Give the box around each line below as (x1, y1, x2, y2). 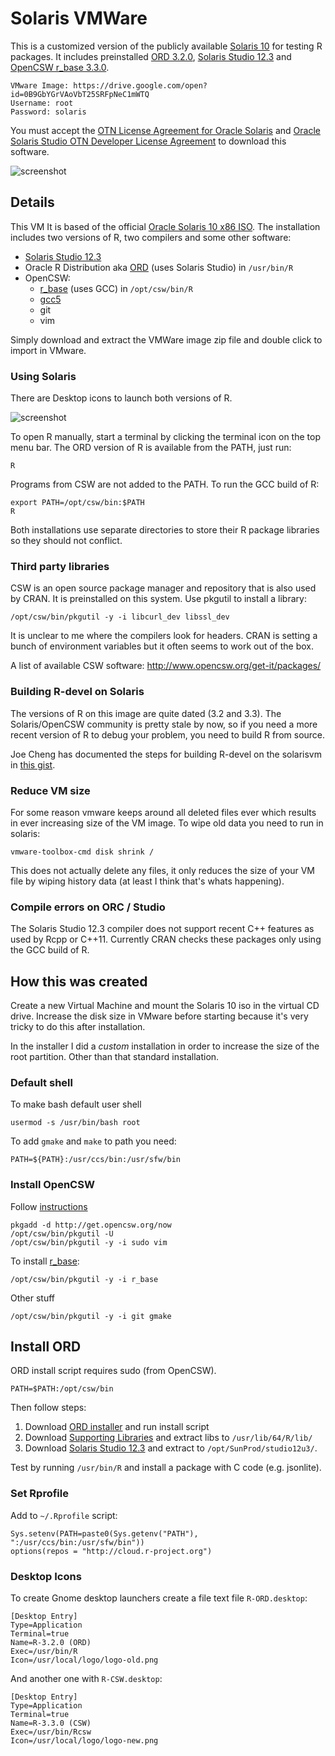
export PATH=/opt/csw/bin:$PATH (10, 498, 145, 508)
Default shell (10, 1075, 73, 1089)
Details (10, 194, 55, 211)
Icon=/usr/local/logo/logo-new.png (10, 1736, 159, 1746)
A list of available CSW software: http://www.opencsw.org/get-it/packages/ (10, 660, 322, 672)
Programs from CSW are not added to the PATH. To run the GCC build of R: (10, 478, 320, 491)
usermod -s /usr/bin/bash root (10, 1118, 141, 1128)
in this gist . (10, 758, 56, 771)
